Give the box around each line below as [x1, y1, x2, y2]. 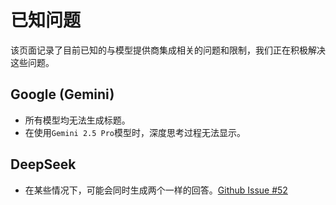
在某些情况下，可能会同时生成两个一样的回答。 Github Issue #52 [24, 184, 288, 196]
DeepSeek [10, 156, 77, 173]
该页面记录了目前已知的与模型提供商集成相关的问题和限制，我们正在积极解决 [10, 44, 326, 56]
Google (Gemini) [10, 86, 115, 103]
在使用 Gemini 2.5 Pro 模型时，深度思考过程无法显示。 [24, 126, 247, 138]
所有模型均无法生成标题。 [24, 114, 131, 126]
